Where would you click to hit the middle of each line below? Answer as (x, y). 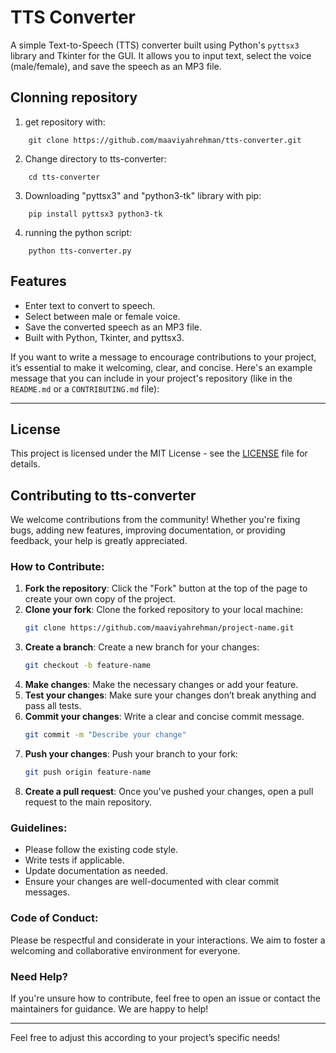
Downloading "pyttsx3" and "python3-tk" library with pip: (143, 195)
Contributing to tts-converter (103, 495)
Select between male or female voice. (102, 316)
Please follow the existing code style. (101, 850)
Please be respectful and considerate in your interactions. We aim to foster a (168, 940)
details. (25, 464)
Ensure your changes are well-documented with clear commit (152, 882)
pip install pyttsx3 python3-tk (95, 214)
